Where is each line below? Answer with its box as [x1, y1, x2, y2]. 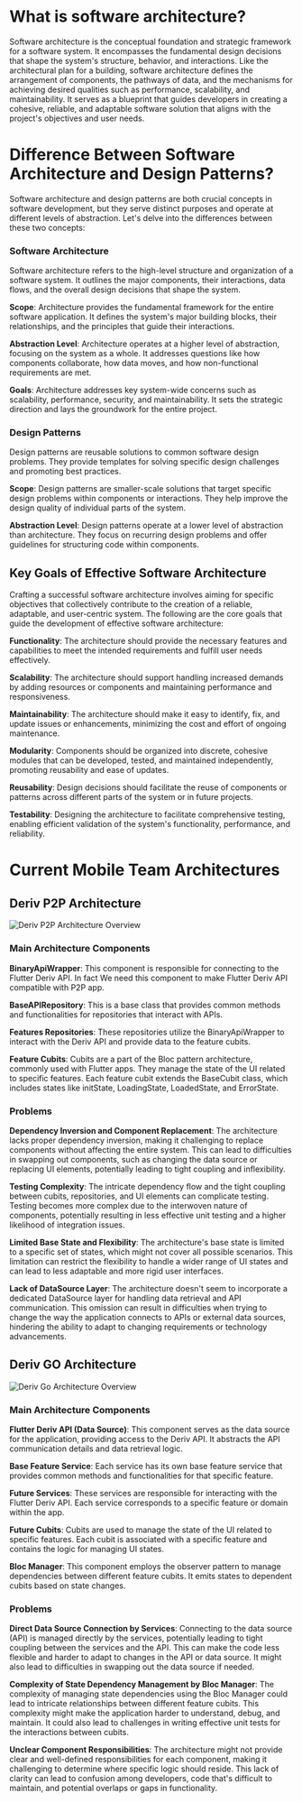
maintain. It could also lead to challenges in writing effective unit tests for [9, 1717, 281, 1728]
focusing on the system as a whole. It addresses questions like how [9, 348, 261, 359]
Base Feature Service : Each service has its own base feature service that [9, 1460, 283, 1471]
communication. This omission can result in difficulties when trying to [9, 1301, 268, 1313]
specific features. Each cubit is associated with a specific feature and [9, 1533, 268, 1544]
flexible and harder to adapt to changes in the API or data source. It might [9, 1652, 282, 1663]
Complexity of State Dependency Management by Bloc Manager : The [9, 1679, 275, 1690]
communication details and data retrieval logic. [9, 1443, 183, 1454]
